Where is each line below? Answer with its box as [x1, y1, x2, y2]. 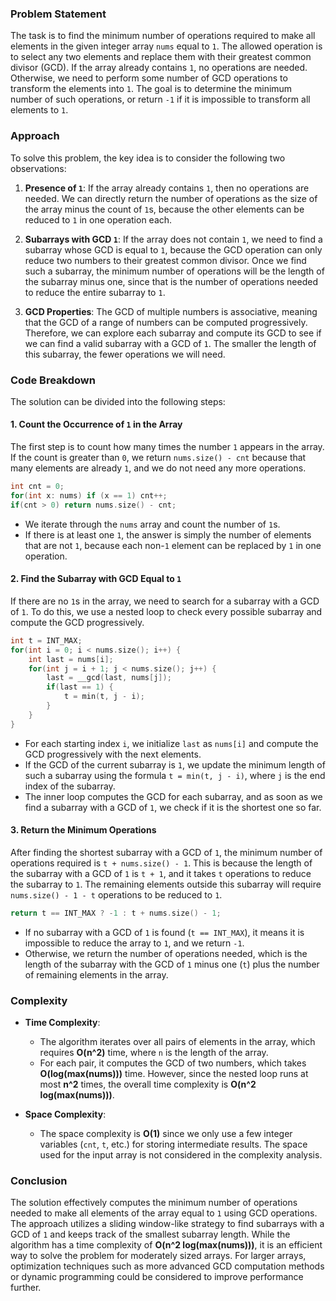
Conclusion [10, 1173, 68, 1187]
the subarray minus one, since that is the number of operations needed [24, 275, 319, 287]
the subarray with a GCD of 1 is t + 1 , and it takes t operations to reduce [10, 867, 312, 879]
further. [10, 1282, 42, 1294]
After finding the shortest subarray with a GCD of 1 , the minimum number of [10, 846, 323, 858]
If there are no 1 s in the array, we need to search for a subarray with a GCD [10, 595, 320, 607]
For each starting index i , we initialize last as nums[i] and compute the [24, 737, 319, 749]
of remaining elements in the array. [24, 968, 169, 981]
